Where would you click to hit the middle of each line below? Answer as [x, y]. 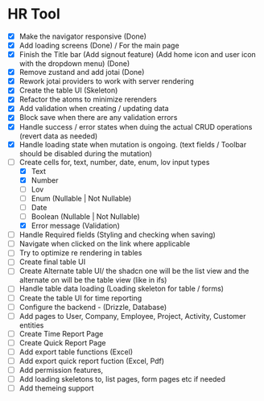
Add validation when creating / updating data [94, 109]
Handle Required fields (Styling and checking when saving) [118, 235]
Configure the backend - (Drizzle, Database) [93, 307]
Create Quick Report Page [62, 342]
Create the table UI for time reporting [80, 298]
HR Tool [34, 14]
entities [31, 325]
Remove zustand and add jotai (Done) [82, 72]
